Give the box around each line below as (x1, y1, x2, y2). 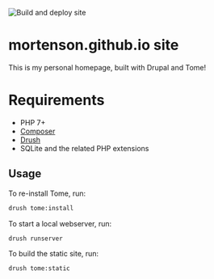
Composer (19, 126, 56, 136)
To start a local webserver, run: (8, 218, 112, 228)
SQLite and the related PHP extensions (19, 143, 149, 153)
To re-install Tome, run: (8, 188, 86, 198)
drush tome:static (8, 264, 70, 273)
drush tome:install (8, 204, 74, 212)
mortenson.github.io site (8, 36, 179, 54)
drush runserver (8, 235, 63, 243)
